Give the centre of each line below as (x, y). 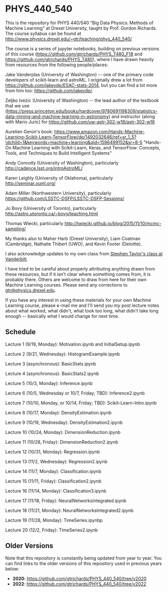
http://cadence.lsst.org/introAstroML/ (44, 168)
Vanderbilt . (17, 259)
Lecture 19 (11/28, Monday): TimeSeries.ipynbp (54, 520)
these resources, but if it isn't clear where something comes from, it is (78, 274)
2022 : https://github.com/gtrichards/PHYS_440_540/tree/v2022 (79, 584)
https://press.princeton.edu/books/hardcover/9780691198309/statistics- (82, 111)
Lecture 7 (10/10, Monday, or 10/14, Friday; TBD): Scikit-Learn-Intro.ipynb (81, 403)
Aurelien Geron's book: (29, 131)
